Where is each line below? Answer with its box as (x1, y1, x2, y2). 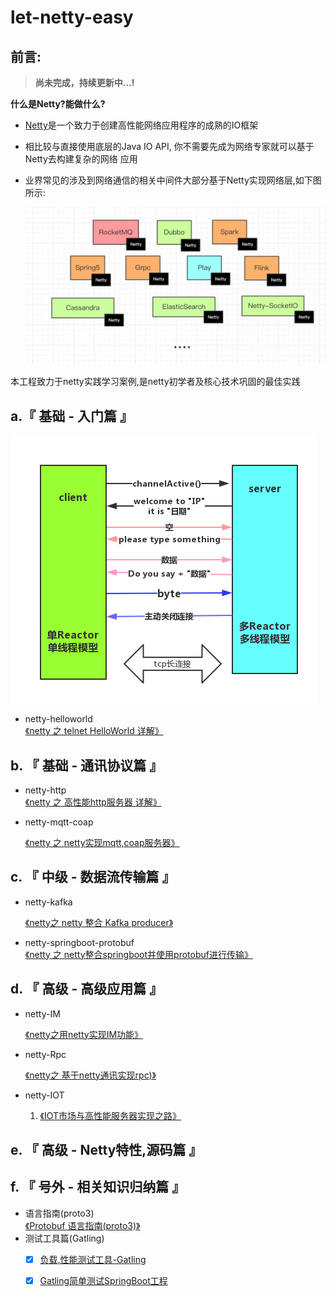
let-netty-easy (10, 6, 134, 29)
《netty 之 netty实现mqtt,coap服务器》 (24, 836, 180, 848)
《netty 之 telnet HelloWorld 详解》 (24, 725, 164, 737)
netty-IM (24, 1007, 61, 1020)
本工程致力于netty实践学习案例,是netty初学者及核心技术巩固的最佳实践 (10, 376, 301, 388)
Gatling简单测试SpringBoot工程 (39, 1274, 168, 1286)
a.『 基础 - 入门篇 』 (10, 407, 133, 425)
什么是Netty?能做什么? (10, 98, 106, 110)
